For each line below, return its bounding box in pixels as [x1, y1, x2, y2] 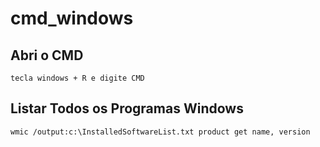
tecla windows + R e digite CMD [10, 73, 145, 83]
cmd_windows [10, 7, 134, 30]
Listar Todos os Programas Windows [10, 100, 244, 117]
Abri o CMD [10, 47, 84, 64]
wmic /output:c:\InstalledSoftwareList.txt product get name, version [10, 127, 311, 137]
